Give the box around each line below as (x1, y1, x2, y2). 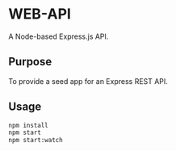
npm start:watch (8, 136, 63, 145)
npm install (8, 121, 48, 129)
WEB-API (8, 5, 71, 23)
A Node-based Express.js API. (8, 31, 109, 41)
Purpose (8, 55, 52, 69)
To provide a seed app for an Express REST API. (8, 76, 168, 86)
